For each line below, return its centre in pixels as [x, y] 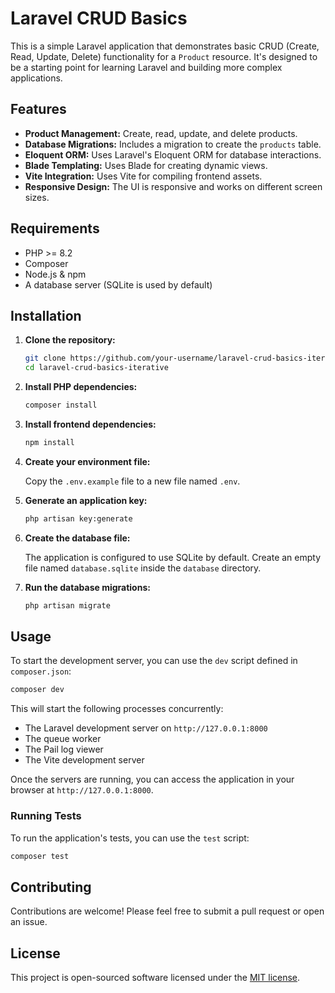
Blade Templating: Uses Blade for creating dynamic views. [146, 165]
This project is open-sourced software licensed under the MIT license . [155, 978]
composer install [61, 405]
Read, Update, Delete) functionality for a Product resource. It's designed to [164, 56]
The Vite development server [84, 760]
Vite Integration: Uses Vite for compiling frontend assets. [143, 176]
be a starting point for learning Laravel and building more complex [146, 67]
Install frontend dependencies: [90, 424]
